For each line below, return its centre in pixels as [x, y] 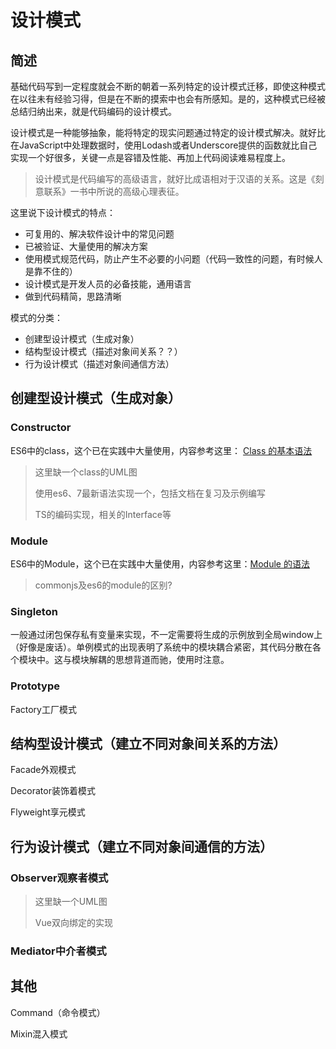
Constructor [41, 428]
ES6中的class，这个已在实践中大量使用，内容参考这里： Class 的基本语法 [161, 450]
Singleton [34, 611]
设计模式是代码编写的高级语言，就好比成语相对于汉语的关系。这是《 [175, 179]
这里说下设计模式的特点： [63, 212]
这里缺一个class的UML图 [86, 472]
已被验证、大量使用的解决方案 [86, 246]
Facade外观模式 [43, 770]
